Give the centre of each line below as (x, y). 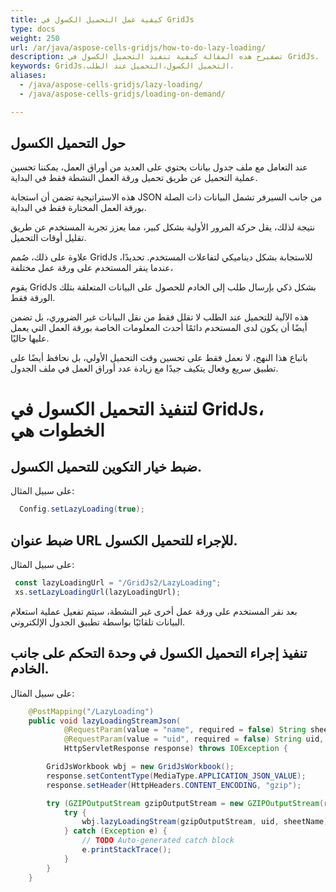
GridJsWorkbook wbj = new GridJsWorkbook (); (140, 767)
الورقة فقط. (33, 298)
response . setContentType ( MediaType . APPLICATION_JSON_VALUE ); (176, 776)
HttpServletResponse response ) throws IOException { (175, 749)
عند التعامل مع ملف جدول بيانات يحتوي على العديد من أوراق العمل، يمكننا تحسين (159, 167)
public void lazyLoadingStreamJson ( (105, 721)
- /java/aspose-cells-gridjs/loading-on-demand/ (122, 94)
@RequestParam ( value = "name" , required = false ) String (185, 730)
